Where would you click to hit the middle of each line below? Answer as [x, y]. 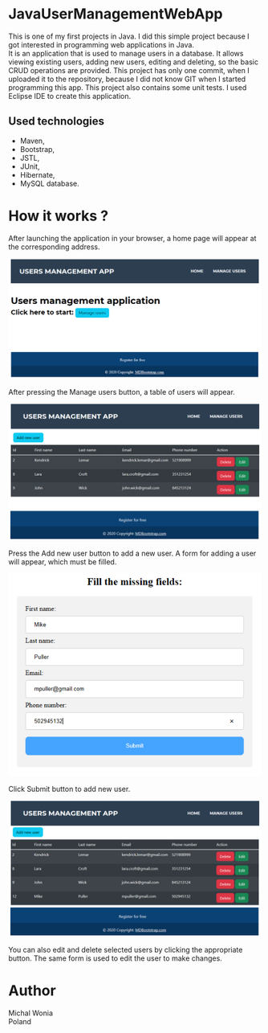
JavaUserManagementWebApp [116, 14]
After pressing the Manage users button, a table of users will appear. [122, 392]
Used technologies [57, 121]
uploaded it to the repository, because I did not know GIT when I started [127, 79]
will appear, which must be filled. [63, 562]
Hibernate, [37, 174]
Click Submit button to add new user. [69, 789]
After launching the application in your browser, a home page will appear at [132, 238]
